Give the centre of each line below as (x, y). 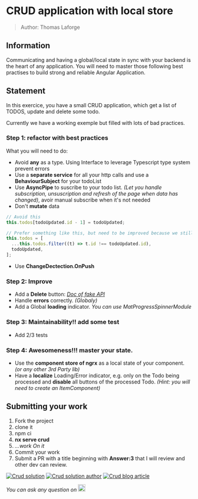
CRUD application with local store (90, 11)
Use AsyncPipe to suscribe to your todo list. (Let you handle (88, 187)
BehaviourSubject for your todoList (58, 181)
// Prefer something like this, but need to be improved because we (92, 233)
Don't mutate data (37, 206)
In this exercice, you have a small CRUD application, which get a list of (91, 105)
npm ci (23, 433)
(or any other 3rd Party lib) (47, 369)
